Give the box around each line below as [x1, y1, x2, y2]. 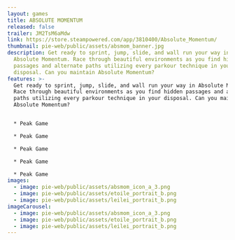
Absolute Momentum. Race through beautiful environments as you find [13, 56, 220, 63]
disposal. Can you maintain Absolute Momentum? [13, 69, 155, 76]
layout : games [7, 10, 49, 17]
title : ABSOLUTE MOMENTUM [7, 17, 83, 24]
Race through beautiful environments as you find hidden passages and [13, 88, 224, 95]
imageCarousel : [7, 203, 52, 210]
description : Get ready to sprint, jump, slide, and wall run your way [7, 50, 220, 57]
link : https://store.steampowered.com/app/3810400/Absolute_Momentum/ [7, 36, 218, 43]
